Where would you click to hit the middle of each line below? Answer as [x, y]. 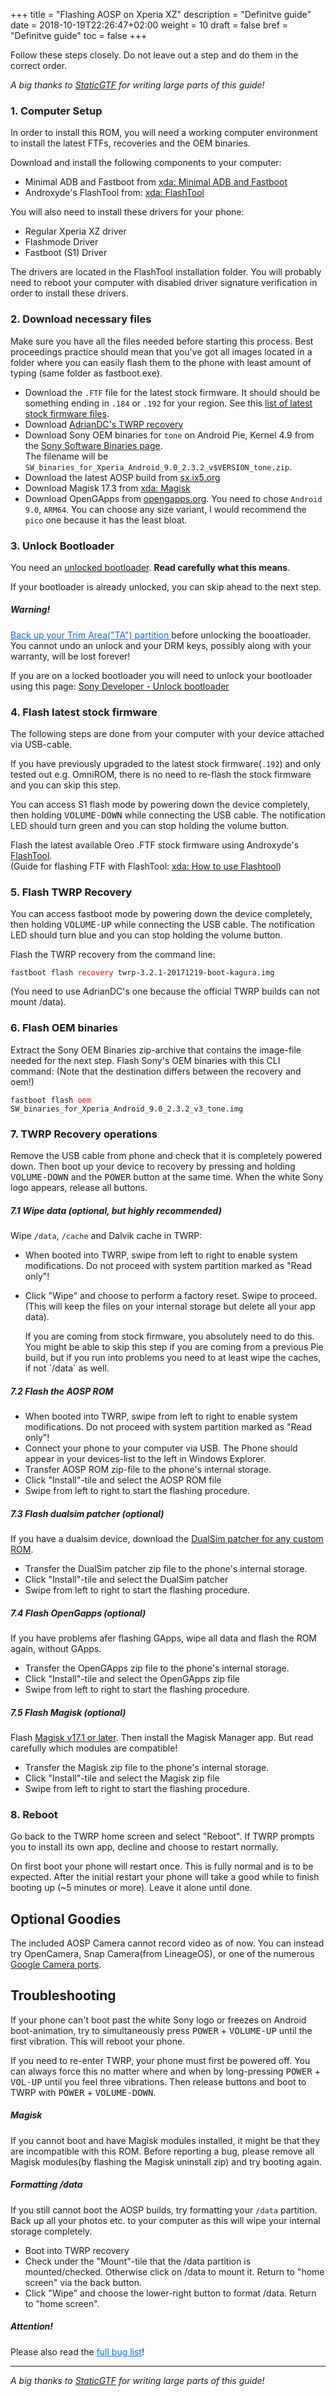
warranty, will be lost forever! [70, 656]
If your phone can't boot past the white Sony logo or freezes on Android [158, 2020]
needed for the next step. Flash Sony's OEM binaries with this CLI [145, 1060]
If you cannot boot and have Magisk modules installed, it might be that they [165, 2140]
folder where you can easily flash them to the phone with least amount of [161, 362]
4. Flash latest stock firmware [84, 712]
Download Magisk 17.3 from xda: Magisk [107, 488]
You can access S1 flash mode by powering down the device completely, [160, 805]
